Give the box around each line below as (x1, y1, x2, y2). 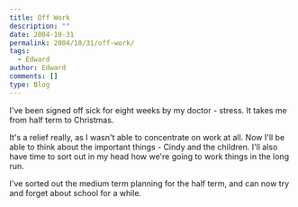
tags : (9, 47, 30, 56)
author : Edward (9, 64, 67, 73)
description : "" (9, 22, 70, 31)
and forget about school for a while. (9, 187, 142, 198)
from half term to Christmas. (9, 114, 114, 125)
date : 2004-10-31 (9, 30, 75, 39)
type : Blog (9, 80, 50, 89)
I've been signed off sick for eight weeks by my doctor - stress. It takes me (9, 104, 288, 115)
